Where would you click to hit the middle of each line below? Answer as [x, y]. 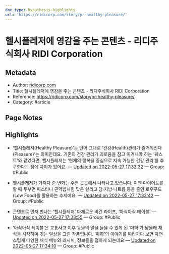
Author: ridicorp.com [34, 85]
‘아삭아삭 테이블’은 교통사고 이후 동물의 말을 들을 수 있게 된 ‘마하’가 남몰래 [85, 227]
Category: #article [31, 102]
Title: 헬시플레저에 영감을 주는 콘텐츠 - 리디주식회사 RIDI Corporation [81, 91]
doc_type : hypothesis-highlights [40, 10]
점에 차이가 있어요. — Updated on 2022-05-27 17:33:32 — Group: [97, 167]
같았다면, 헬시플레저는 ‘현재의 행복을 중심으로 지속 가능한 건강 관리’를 [91, 160]
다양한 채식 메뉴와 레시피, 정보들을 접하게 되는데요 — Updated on [91, 240]
